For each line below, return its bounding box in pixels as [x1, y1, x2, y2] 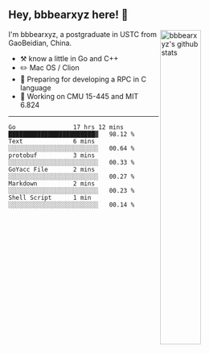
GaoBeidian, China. [8, 38, 72, 48]
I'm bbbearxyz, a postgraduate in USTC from [8, 29, 157, 39]
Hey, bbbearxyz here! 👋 [8, 8, 129, 22]
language [19, 82, 51, 93]
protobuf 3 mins [8, 151, 95, 160]
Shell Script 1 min [8, 193, 92, 201]
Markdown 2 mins [8, 179, 95, 188]
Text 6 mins [8, 137, 95, 145]
